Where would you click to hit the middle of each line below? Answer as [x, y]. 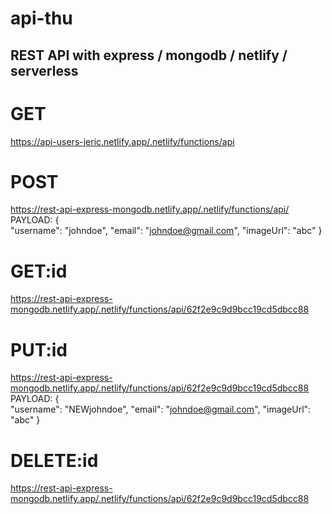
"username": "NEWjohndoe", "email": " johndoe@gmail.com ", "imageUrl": [161, 409]
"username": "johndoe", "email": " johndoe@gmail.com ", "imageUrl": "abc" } [166, 231]
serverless [44, 70]
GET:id [39, 271]
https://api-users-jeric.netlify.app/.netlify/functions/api [122, 141]
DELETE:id [54, 460]
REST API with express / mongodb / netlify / [149, 55]
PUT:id [39, 349]
